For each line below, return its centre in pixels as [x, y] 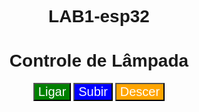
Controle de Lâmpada [99, 61]
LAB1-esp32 [99, 16]
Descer [140, 92]
